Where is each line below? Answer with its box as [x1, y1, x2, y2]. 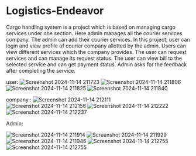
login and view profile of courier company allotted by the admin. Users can [6, 42, 186, 49]
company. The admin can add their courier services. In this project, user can [6, 36, 190, 43]
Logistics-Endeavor [6, 4, 104, 18]
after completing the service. [6, 67, 76, 74]
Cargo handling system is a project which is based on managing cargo [6, 23, 176, 30]
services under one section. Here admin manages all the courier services [6, 29, 183, 36]
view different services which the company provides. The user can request [6, 48, 187, 55]
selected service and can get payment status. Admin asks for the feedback [6, 60, 187, 68]
